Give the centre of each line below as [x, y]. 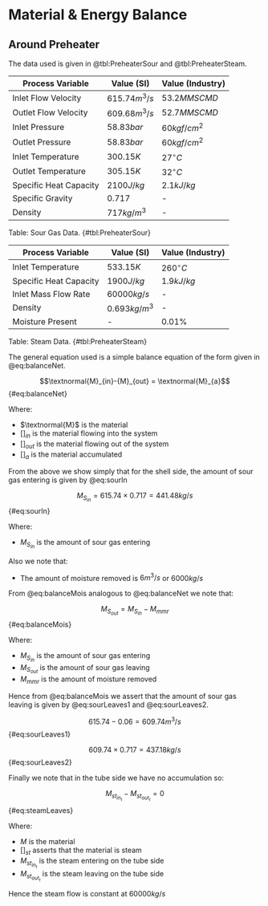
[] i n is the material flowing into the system [89, 434]
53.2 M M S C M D [190, 98]
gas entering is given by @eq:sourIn [68, 480]
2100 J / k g [126, 185]
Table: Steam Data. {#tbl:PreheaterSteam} [77, 341]
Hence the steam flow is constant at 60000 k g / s [87, 894]
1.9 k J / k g [179, 281]
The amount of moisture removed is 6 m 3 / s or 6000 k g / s [112, 577]
